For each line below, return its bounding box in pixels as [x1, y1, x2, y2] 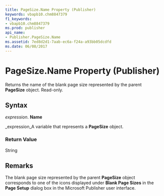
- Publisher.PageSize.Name [5, 35, 61, 40]
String [5, 147, 18, 153]
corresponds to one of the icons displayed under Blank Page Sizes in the [5, 180, 154, 186]
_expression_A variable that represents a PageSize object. [5, 124, 123, 130]
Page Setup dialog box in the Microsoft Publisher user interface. [5, 185, 136, 191]
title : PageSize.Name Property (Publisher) [5, 7, 96, 12]
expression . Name [5, 114, 42, 120]
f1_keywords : [5, 16, 32, 21]
